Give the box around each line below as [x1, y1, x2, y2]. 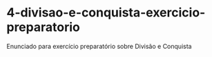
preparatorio [6, 19, 80, 35]
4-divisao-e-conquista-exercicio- [6, 5, 206, 21]
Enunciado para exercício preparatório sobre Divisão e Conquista [6, 42, 192, 50]
